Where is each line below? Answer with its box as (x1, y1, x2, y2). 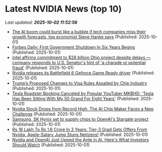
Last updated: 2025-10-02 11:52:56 (5, 19, 78, 25)
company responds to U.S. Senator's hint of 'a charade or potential (12, 60, 146, 65)
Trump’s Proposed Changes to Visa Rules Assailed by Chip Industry (12, 80, 147, 86)
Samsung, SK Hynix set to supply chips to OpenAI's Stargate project (12, 116, 149, 122)
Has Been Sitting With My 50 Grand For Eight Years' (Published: (12, 95, 140, 101)
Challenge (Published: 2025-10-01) (12, 111, 82, 117)
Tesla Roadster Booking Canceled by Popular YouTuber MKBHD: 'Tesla (12, 91, 154, 96)
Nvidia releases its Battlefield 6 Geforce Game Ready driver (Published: (12, 70, 155, 76)
